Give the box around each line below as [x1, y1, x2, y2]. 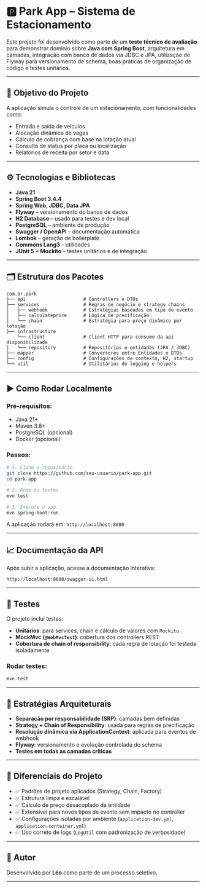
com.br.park [6, 291, 37, 297]
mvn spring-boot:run [6, 509, 59, 516]
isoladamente [15, 646, 50, 654]
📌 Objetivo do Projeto [6, 88, 89, 98]
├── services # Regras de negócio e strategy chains [6, 302, 185, 308]
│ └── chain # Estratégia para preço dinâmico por [6, 318, 183, 324]
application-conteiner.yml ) [15, 822, 86, 829]
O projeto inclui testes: [6, 615, 63, 623]
